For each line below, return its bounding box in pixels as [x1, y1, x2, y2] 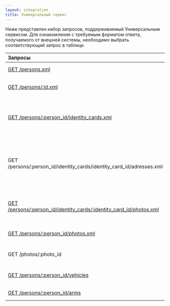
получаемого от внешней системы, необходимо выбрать [5, 36, 130, 43]
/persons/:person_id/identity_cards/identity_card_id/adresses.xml [8, 163, 163, 170]
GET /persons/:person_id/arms [8, 289, 81, 296]
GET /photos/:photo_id [8, 250, 62, 258]
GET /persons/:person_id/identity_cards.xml [8, 114, 112, 121]
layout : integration [5, 7, 49, 13]
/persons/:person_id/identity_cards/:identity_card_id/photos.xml [8, 206, 159, 213]
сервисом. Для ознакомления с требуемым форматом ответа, [5, 31, 142, 37]
